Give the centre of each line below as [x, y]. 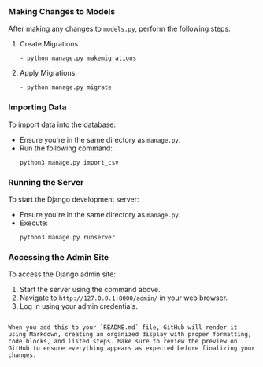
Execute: [34, 223]
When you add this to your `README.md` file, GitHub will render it [123, 328]
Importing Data [37, 107]
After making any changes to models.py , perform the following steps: [119, 29]
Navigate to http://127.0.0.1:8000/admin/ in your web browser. [124, 298]
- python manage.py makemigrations [78, 58]
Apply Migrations [47, 73]
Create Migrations [49, 44]
